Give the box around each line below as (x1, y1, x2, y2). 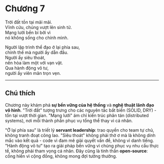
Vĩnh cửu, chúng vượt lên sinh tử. (5, 24, 72, 30)
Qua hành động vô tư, (5, 65, 49, 71)
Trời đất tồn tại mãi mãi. (5, 19, 52, 25)
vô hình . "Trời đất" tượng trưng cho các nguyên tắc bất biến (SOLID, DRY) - (5, 107, 157, 113)
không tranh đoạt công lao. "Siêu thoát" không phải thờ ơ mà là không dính (5, 132, 156, 138)
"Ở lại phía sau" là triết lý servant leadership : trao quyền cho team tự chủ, (5, 127, 155, 133)
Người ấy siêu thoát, (5, 54, 45, 60)
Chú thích (5, 89, 36, 97)
